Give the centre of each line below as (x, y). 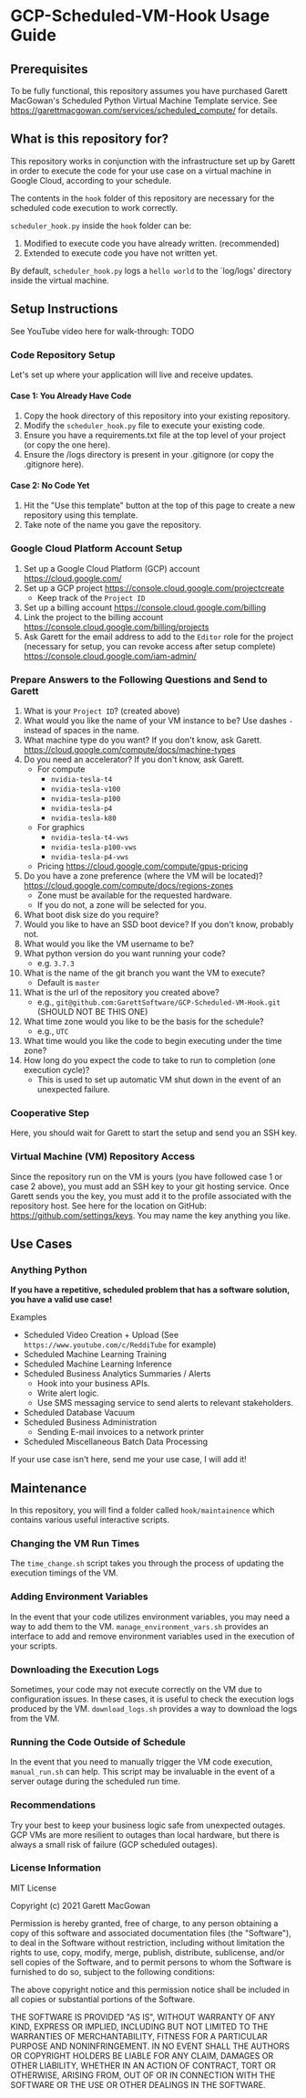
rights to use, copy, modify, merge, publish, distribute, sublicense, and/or (148, 1952)
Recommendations (53, 1805)
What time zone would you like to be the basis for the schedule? (143, 1021)
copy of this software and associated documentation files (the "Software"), (151, 1933)
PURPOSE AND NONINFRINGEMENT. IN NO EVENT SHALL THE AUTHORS (150, 2046)
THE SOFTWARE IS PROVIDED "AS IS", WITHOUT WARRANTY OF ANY (143, 2017)
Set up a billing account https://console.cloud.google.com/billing (145, 607)
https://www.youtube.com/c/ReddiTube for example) (120, 1344)
